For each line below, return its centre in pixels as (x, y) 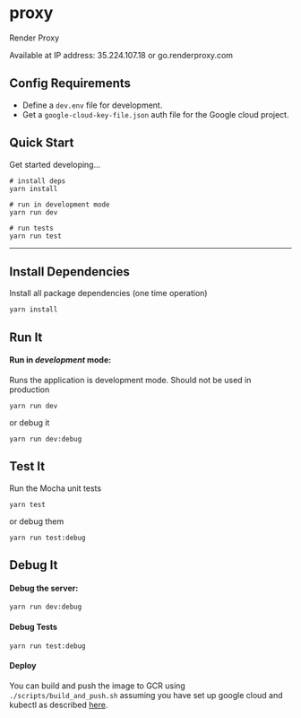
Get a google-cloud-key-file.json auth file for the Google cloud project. (155, 114)
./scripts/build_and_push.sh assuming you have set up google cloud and (146, 695)
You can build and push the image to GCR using (97, 686)
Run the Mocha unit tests (55, 488)
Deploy (23, 666)
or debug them (37, 521)
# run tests (31, 228)
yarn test (28, 504)
